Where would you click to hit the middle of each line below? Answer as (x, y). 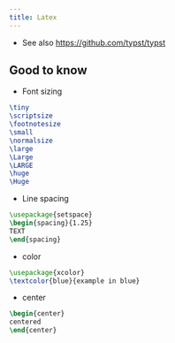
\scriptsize (31, 116)
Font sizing (42, 91)
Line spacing (45, 199)
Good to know (48, 70)
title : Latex (33, 17)
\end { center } (33, 331)
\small (21, 133)
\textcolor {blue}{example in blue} (75, 281)
